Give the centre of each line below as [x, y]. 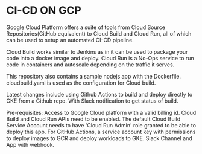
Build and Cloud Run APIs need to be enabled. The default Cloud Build [93, 119]
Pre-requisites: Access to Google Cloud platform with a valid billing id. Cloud [101, 112]
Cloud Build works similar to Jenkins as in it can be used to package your [97, 51]
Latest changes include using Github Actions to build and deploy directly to [99, 94]
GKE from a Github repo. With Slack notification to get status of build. [92, 101]
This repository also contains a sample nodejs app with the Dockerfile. [93, 76]
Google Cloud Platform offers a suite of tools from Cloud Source [86, 27]
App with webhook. [30, 144]
